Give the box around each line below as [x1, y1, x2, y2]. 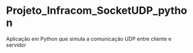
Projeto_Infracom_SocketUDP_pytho [6, 4, 188, 17]
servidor [6, 41, 26, 48]
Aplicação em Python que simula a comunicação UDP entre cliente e [6, 35, 171, 42]
